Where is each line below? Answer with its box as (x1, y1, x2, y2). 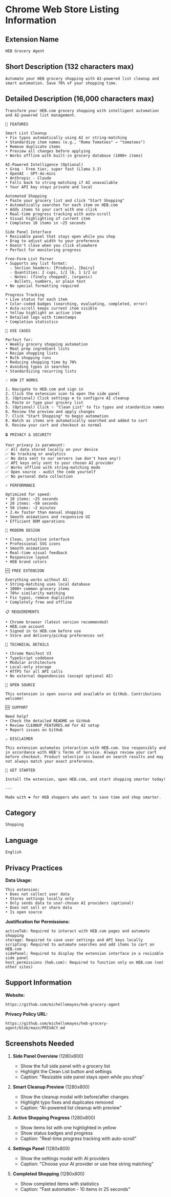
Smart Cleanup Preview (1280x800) (12, 1084, 90, 1090)
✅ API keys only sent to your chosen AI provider (5, 460, 114, 466)
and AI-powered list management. (5, 112, 77, 118)
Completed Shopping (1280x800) (12, 1170, 85, 1176)
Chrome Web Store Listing (5, 4, 119, 15)
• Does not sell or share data (5, 905, 72, 911)
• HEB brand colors (5, 559, 47, 564)
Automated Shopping (5, 194, 47, 199)
